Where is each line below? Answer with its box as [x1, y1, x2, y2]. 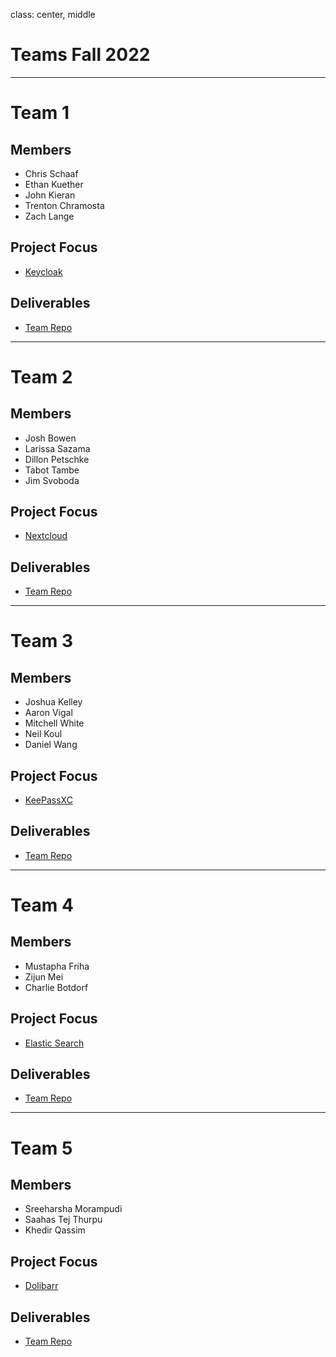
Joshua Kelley [24, 696, 83, 708]
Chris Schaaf [24, 167, 79, 179]
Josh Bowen [24, 432, 77, 444]
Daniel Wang [24, 739, 78, 751]
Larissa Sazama [24, 442, 91, 454]
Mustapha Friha [24, 960, 90, 972]
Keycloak [24, 265, 63, 278]
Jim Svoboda [24, 474, 80, 486]
